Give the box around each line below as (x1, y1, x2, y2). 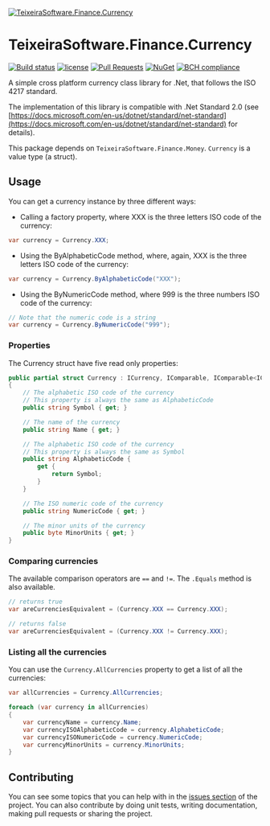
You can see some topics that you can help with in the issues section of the (8, 792, 258, 802)
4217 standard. (8, 86, 58, 96)
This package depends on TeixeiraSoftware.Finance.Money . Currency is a (8, 143, 251, 153)
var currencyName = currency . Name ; (22, 718, 142, 726)
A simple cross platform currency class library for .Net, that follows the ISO (8, 77, 256, 88)
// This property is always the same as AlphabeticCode (22, 397, 215, 405)
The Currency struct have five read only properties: (8, 358, 178, 368)
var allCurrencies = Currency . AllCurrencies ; (8, 688, 163, 697)
